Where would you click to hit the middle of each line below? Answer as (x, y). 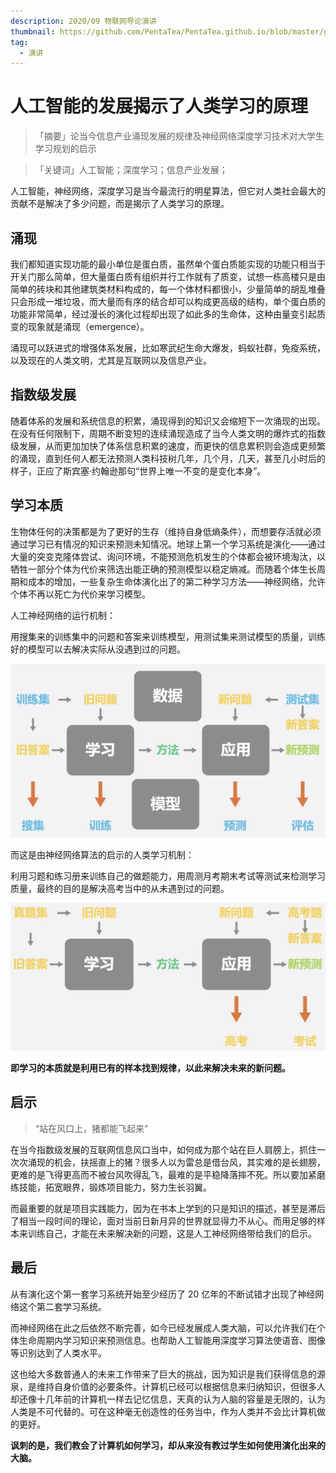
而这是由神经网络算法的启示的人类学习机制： (102, 854)
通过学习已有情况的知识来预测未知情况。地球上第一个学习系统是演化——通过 (168, 544)
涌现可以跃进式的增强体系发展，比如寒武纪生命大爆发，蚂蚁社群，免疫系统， (168, 348)
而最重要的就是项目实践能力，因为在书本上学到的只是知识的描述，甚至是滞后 (168, 1208)
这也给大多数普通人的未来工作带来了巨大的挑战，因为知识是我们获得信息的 (163, 1374)
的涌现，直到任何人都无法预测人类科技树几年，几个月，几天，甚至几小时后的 (168, 458)
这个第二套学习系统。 (62, 1306)
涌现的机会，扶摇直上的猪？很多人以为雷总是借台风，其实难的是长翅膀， (176, 1162)
